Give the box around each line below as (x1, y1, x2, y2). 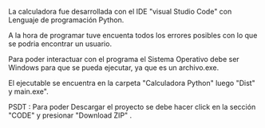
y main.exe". (8, 87, 49, 96)
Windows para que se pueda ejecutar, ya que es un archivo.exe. (8, 63, 220, 72)
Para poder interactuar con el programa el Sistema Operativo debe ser (8, 55, 239, 64)
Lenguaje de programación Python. (8, 15, 125, 25)
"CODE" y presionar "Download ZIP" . (8, 111, 132, 120)
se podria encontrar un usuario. (8, 39, 113, 48)
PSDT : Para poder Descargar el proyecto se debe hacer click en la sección (8, 103, 256, 111)
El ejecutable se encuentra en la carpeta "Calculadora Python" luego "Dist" (8, 79, 255, 87)
